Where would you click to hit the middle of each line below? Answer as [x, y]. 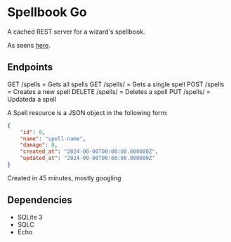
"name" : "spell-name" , [53, 139]
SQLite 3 [30, 217]
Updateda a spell [32, 99]
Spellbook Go [47, 12]
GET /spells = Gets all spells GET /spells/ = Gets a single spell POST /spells [116, 84]
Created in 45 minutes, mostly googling [64, 178]
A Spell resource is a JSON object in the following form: [88, 112]
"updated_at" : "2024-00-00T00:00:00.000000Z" [88, 159]
